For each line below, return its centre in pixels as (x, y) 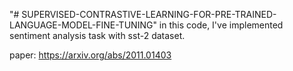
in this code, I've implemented (221, 25)
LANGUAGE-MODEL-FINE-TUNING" (83, 25)
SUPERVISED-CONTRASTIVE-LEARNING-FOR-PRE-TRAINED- (149, 14)
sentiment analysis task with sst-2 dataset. (97, 35)
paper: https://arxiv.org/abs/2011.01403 (90, 55)
